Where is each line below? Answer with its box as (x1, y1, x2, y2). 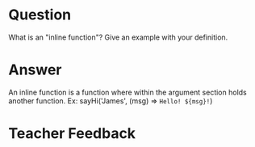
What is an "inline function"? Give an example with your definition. (8, 32, 228, 42)
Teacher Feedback (8, 124, 136, 143)
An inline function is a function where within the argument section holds (8, 87, 248, 97)
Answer (8, 61, 62, 79)
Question (8, 6, 71, 24)
